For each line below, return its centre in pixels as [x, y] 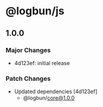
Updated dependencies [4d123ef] [56, 91]
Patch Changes [28, 78]
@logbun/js [35, 11]
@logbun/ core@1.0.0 [49, 98]
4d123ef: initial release [42, 63]
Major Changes [28, 50]
